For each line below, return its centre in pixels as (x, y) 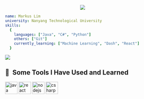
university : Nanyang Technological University (54, 21)
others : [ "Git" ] (31, 39)
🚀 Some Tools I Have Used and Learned (67, 73)
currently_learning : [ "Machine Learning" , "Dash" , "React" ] (77, 44)
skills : (13, 25)
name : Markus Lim (23, 16)
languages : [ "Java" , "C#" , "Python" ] (53, 34)
